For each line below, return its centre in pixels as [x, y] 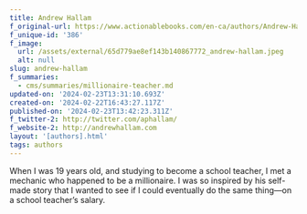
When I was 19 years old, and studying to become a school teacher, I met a [151, 170]
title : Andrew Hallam [51, 18]
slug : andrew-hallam [49, 69]
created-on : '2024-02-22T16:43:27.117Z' [88, 102]
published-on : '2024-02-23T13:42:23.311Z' [91, 111]
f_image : [26, 43]
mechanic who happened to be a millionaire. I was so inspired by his [138, 180]
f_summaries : [34, 77]
